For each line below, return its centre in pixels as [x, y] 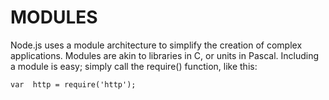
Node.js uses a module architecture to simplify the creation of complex [156, 45]
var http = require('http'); [73, 84]
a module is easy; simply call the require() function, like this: [134, 66]
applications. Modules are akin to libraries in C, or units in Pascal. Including [165, 55]
